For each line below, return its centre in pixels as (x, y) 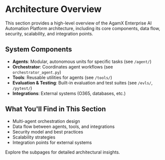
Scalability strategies (34, 137)
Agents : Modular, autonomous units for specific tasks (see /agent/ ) (82, 61)
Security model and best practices (48, 131)
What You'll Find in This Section (56, 109)
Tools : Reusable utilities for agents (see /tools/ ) (62, 77)
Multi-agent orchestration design (46, 121)
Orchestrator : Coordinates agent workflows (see (63, 66)
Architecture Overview (53, 9)
